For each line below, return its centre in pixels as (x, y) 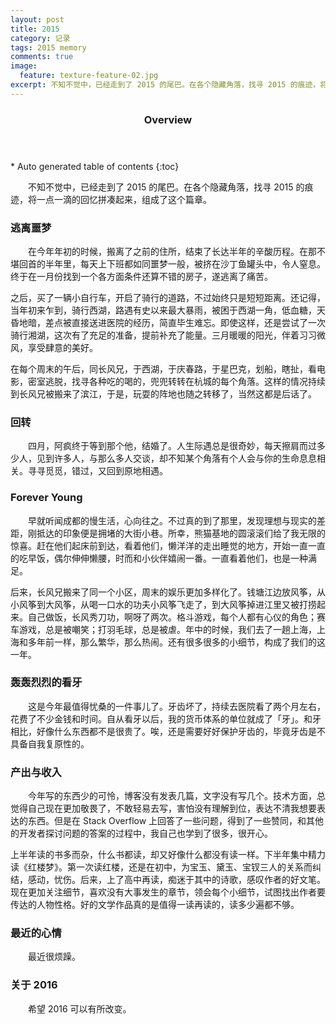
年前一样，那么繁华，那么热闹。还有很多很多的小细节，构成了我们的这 (181, 642)
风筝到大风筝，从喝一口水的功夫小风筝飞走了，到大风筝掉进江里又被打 (163, 604)
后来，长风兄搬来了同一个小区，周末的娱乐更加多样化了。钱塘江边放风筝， (163, 592)
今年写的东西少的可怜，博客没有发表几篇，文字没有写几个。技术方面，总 (177, 796)
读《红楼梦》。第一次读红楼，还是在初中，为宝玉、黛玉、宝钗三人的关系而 (161, 867)
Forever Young (46, 498)
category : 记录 (40, 38)
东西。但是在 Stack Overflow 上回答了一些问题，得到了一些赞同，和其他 (176, 821)
